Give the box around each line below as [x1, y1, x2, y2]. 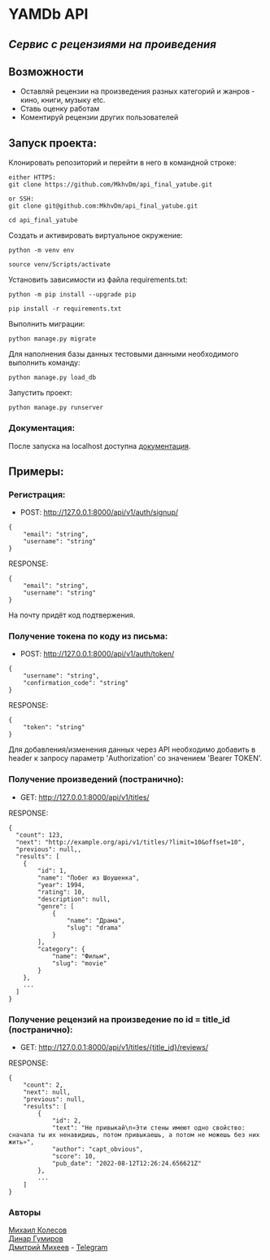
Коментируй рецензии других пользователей [20, 112, 179, 122]
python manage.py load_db [8, 374, 96, 382]
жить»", [8, 1138, 35, 1147]
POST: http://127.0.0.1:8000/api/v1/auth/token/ [20, 649, 175, 659]
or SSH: [8, 195, 35, 204]
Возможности [8, 64, 84, 78]
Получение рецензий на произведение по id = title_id [8, 1013, 230, 1025]
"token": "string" [23, 723, 85, 731]
